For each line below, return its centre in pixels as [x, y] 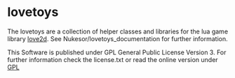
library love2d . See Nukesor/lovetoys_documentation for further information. [117, 38]
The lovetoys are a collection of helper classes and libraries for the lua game [118, 31]
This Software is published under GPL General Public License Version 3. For [117, 52]
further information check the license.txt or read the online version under [113, 59]
